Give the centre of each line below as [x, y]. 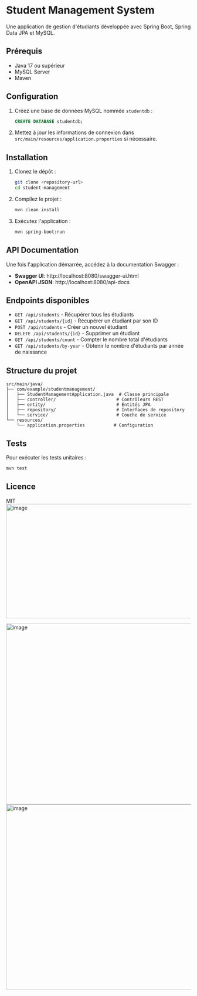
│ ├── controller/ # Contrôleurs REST [85, 400]
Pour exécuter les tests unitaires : [46, 457]
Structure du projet [42, 370]
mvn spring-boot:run [40, 232]
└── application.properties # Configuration [85, 425]
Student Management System [80, 10]
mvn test [17, 468]
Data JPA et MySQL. [30, 32]
